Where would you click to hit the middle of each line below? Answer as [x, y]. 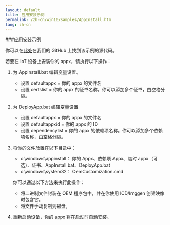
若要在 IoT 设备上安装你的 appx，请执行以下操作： [59, 62]
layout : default [23, 10]
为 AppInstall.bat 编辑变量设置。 [47, 72]
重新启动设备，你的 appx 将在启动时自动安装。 [62, 217]
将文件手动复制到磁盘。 [45, 206]
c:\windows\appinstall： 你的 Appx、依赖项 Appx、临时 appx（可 [89, 159]
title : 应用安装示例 [25, 15]
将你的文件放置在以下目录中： [44, 148]
